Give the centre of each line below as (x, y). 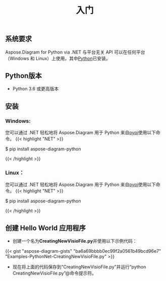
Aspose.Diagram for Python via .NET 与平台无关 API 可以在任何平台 (75, 52)
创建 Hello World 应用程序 (45, 228)
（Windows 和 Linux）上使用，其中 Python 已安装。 (58, 58)
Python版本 (23, 76)
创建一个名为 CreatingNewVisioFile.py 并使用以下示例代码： (75, 241)
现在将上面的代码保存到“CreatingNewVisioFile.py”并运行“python (79, 267)
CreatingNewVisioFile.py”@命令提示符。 (54, 273)
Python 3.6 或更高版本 (36, 89)
